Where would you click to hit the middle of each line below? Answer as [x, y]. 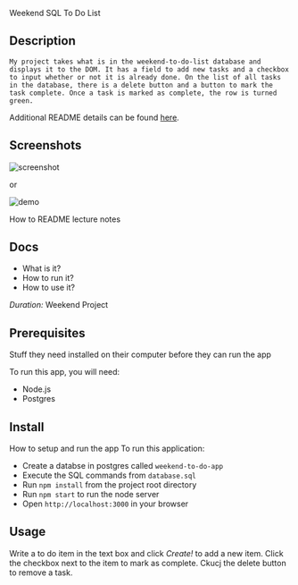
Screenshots [46, 145]
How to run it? [48, 278]
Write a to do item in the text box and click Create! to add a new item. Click [146, 553]
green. [21, 101]
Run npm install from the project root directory [109, 485]
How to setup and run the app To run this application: [107, 449]
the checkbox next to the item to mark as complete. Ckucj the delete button [148, 563]
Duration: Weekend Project [59, 305]
